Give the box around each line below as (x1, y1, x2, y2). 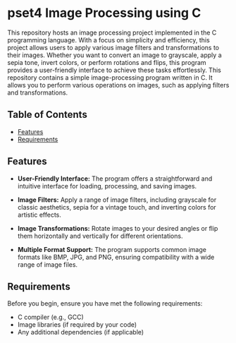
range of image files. (17, 260, 78, 269)
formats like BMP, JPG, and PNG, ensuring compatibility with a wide (17, 253, 215, 261)
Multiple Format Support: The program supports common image (17, 245, 206, 253)
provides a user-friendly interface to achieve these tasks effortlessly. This (7, 66, 222, 74)
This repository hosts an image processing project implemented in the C (7, 28, 217, 37)
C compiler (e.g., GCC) (17, 313, 85, 322)
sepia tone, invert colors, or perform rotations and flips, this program (7, 58, 206, 66)
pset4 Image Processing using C (7, 5, 201, 21)
